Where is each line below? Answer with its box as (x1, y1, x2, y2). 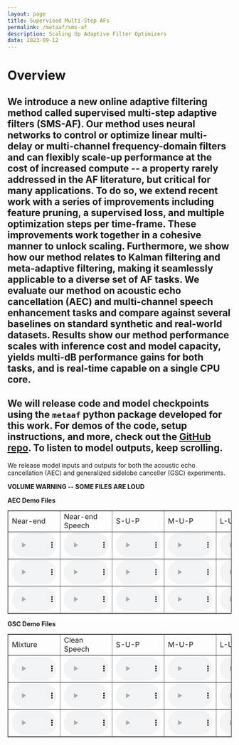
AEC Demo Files (7, 495, 55, 505)
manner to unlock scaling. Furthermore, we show (7, 240, 230, 252)
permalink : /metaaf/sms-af (7, 23, 87, 31)
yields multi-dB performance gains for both (7, 351, 204, 363)
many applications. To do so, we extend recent (7, 184, 218, 196)
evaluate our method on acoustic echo (7, 284, 181, 296)
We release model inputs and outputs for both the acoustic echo (7, 461, 196, 469)
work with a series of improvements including (7, 195, 215, 208)
